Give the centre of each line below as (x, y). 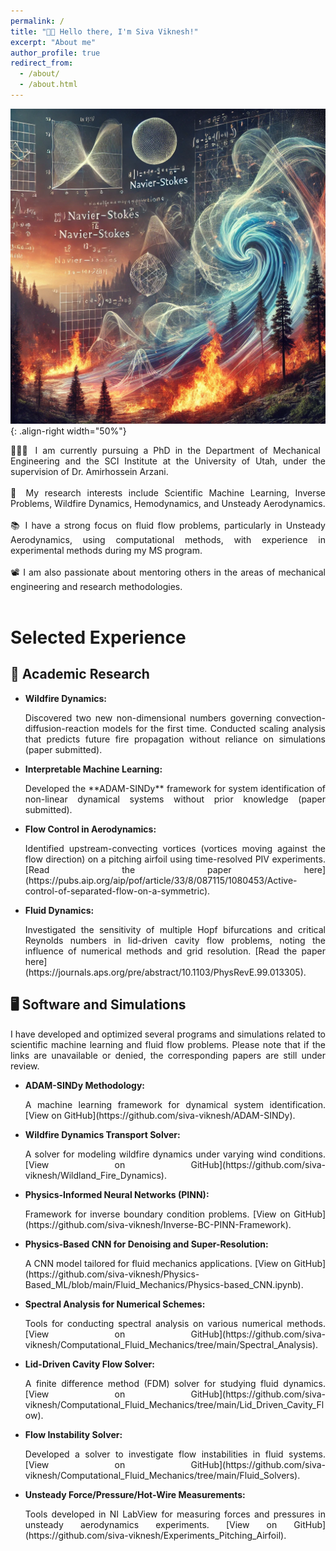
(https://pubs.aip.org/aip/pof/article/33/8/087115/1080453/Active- (161, 880)
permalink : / (37, 21)
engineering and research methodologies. (96, 586)
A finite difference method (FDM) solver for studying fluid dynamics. (175, 1383)
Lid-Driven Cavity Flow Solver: (89, 1364)
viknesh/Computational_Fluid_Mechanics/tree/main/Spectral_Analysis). (171, 1344)
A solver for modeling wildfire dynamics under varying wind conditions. (175, 1154)
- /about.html (48, 85)
